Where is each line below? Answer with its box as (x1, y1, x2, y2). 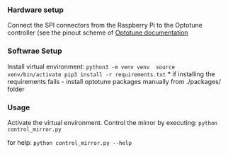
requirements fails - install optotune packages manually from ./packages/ (7, 77, 222, 85)
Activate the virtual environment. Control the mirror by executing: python (7, 118, 218, 126)
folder (7, 85, 25, 93)
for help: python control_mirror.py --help (7, 138, 132, 146)
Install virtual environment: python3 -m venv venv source (7, 62, 176, 71)
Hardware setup (7, 5, 64, 15)
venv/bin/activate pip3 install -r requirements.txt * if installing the (7, 69, 215, 78)
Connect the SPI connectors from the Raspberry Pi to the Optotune (7, 21, 203, 30)
